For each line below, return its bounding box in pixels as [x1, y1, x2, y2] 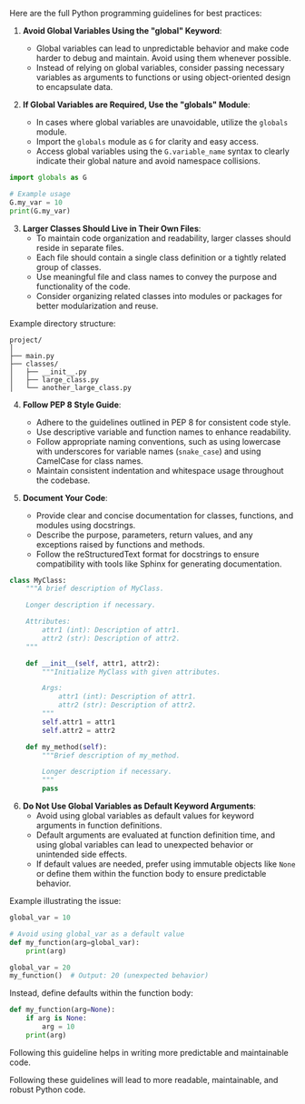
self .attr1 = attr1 [42, 718, 116, 727]
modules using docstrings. [35, 519, 136, 530]
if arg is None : [25, 1014, 88, 1023]
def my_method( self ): [25, 742, 107, 751]
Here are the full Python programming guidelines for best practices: [9, 8, 262, 18]
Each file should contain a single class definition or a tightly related [35, 252, 287, 263]
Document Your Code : [22, 492, 108, 503]
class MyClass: [9, 576, 67, 585]
